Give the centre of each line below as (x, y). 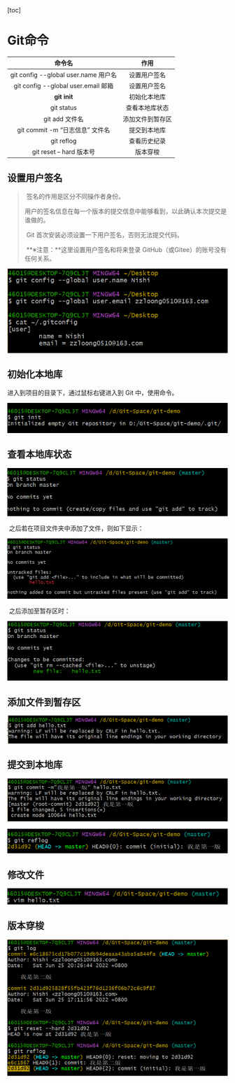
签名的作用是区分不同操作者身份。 (75, 196)
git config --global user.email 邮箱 (64, 85)
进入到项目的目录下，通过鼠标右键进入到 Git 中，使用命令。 (93, 392)
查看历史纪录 (148, 141)
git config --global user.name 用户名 (64, 75)
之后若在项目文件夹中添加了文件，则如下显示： (76, 528)
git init (64, 97)
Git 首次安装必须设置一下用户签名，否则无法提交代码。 (105, 234)
